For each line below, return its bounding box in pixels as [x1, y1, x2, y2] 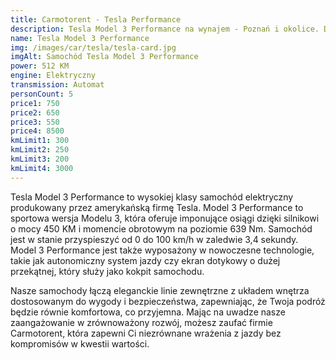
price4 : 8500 [10, 126, 65, 136]
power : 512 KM [10, 61, 70, 71]
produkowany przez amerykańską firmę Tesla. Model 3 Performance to [10, 201, 304, 213]
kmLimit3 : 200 [10, 154, 70, 164]
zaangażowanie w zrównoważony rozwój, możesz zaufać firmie [10, 316, 273, 328]
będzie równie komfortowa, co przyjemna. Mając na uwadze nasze [10, 306, 286, 318]
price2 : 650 [10, 107, 60, 118]
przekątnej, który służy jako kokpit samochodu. [10, 265, 205, 277]
